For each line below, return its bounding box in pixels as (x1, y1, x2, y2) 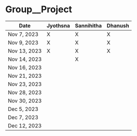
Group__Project (5, 4, 73, 15)
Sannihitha (75, 22, 102, 29)
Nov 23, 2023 (8, 80, 42, 87)
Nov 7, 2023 (8, 31, 39, 38)
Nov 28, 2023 (8, 88, 42, 96)
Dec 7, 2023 (8, 114, 38, 121)
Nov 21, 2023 (8, 72, 42, 79)
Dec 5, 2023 (8, 105, 38, 112)
